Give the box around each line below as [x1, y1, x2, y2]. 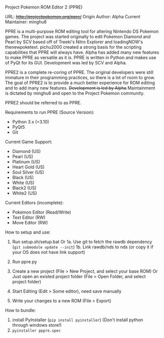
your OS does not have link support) [12, 249, 86, 255]
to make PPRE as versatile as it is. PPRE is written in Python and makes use [5, 55, 157, 61]
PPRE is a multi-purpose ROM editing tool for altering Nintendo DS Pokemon [5, 29, 159, 34]
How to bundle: [5, 307, 36, 313]
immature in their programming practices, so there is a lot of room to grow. [5, 75, 155, 80]
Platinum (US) [12, 159, 41, 164]
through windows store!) [12, 322, 62, 328]
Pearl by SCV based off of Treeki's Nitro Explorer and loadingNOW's [5, 39, 143, 45]
